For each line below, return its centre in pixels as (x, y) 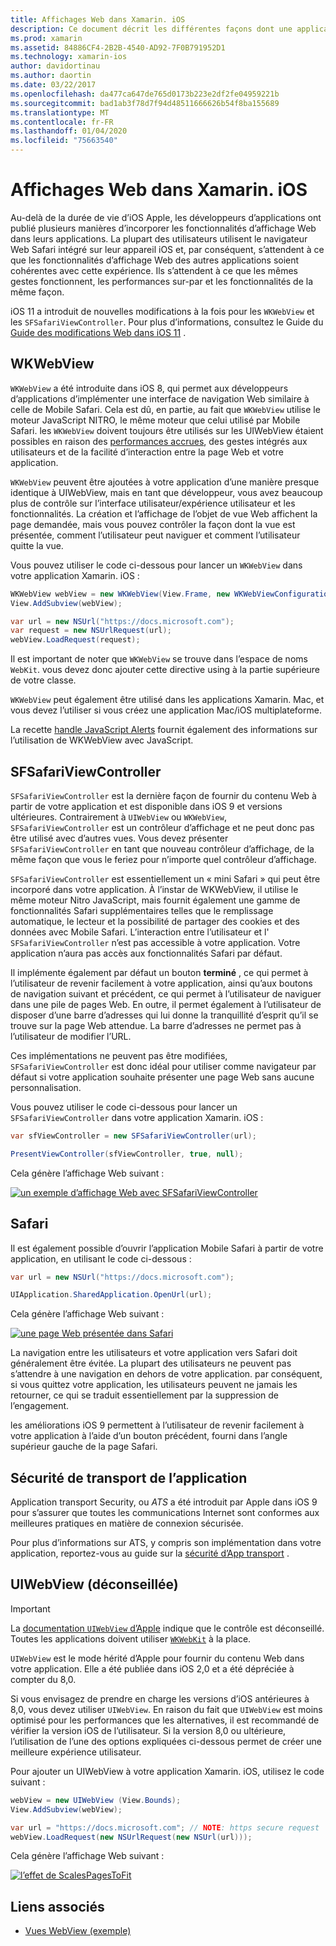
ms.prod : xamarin (46, 38)
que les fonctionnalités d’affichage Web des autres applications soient (155, 260)
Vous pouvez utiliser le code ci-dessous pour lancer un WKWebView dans (156, 565)
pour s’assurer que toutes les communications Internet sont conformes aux (165, 1513)
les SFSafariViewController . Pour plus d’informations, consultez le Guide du (167, 322)
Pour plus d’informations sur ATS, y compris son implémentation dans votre (166, 1543)
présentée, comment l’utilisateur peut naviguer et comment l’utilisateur (155, 535)
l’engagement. (40, 1406)
